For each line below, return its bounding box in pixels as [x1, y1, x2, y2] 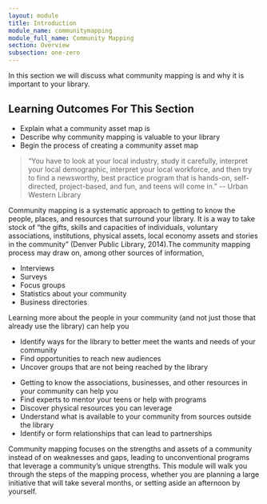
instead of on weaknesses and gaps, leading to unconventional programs [8, 452, 250, 462]
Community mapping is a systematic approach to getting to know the [8, 205, 236, 215]
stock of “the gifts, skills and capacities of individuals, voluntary [8, 222, 218, 232]
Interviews [19, 263, 54, 272]
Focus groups [19, 280, 66, 290]
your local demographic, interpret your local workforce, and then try [27, 165, 253, 174]
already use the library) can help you [8, 321, 130, 331]
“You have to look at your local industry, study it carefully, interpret [27, 156, 248, 165]
